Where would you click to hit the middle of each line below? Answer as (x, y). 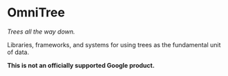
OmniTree (36, 13)
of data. (18, 52)
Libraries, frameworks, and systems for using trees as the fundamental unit (114, 45)
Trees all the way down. (41, 31)
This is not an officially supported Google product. (81, 65)
